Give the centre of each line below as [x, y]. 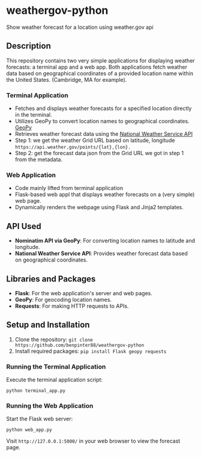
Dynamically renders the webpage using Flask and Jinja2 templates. [99, 207]
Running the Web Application [50, 406]
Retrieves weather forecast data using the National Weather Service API [104, 134]
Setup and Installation [48, 325]
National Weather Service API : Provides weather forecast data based [101, 254]
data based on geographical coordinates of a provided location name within [100, 73]
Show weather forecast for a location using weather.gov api [80, 27]
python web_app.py [29, 430]
